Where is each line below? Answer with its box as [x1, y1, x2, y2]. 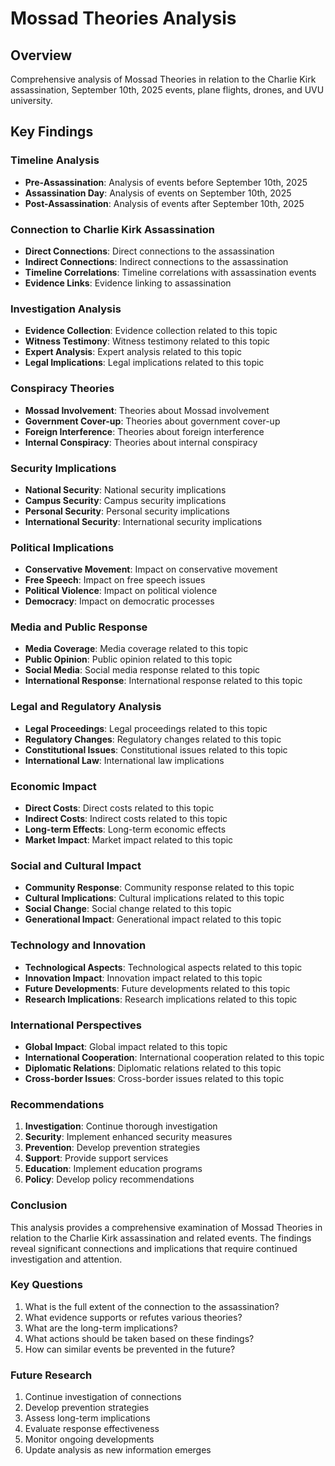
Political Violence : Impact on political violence [24, 585, 218, 597]
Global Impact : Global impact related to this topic [24, 1040, 228, 1052]
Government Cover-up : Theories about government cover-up [24, 415, 281, 427]
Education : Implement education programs [24, 1163, 203, 1175]
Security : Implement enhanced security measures [24, 1131, 233, 1143]
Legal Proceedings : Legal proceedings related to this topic [24, 722, 268, 734]
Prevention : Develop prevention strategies [24, 1142, 201, 1154]
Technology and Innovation [10, 938, 147, 952]
